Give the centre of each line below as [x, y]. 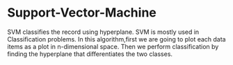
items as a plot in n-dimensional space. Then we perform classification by [113, 46]
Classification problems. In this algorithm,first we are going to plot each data [116, 39]
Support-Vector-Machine [82, 13]
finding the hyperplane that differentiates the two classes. [90, 54]
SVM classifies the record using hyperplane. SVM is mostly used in [103, 32]
